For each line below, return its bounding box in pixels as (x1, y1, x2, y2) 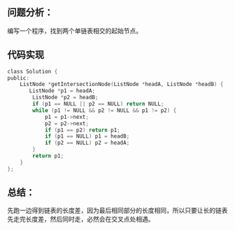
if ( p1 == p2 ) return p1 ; (44, 127, 120, 134)
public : (7, 74, 30, 82)
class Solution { (7, 68, 58, 75)
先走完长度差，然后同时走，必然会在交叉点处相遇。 (7, 215, 155, 224)
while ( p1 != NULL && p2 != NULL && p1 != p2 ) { (32, 107, 177, 114)
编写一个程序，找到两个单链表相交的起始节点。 (7, 27, 142, 35)
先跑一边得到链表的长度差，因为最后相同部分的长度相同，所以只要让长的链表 (7, 206, 228, 215)
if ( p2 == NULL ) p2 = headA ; (44, 139, 130, 147)
